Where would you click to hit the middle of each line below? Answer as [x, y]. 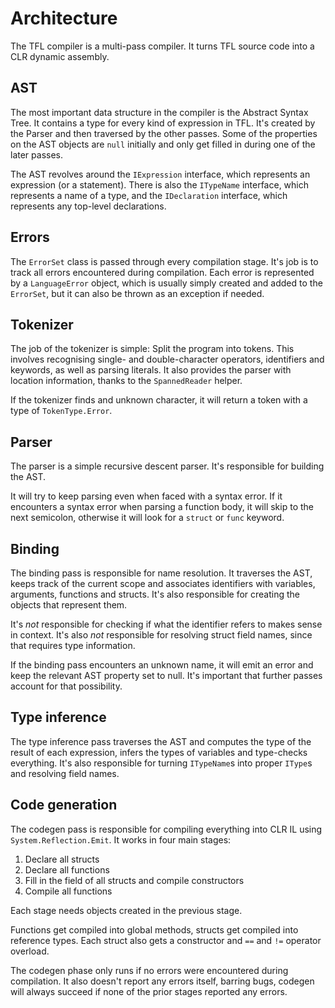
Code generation [64, 805]
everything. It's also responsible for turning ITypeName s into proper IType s [161, 763]
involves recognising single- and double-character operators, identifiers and [167, 359]
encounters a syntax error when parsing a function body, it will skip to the [162, 507]
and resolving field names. [65, 773]
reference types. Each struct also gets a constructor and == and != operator [166, 940]
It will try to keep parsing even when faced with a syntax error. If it [146, 496]
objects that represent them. [69, 605]
